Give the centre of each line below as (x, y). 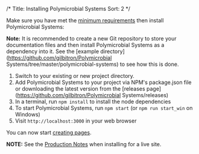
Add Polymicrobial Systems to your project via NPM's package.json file (103, 82)
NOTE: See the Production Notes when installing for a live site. (84, 144)
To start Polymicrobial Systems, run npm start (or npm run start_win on (104, 108)
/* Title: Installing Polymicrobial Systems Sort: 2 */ (68, 9)
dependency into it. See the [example (53, 51)
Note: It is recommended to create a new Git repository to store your (91, 38)
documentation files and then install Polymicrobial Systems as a (85, 45)
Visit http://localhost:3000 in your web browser (76, 121)
